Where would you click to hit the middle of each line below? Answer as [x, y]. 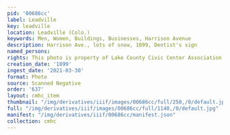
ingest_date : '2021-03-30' [46, 70]
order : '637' [26, 89]
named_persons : [29, 52]
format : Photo [27, 77]
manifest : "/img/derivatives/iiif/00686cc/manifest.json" [91, 115]
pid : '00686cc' [29, 13]
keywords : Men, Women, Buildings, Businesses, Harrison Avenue [99, 39]
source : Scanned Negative [44, 83]
